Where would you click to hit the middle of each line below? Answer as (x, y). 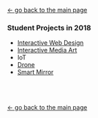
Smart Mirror (35, 72)
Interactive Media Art (47, 50)
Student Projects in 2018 (49, 28)
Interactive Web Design (50, 43)
